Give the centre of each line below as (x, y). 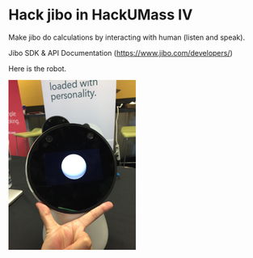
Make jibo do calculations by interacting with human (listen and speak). (126, 37)
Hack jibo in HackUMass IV (101, 15)
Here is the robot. (38, 68)
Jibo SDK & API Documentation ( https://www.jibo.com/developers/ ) (120, 53)
